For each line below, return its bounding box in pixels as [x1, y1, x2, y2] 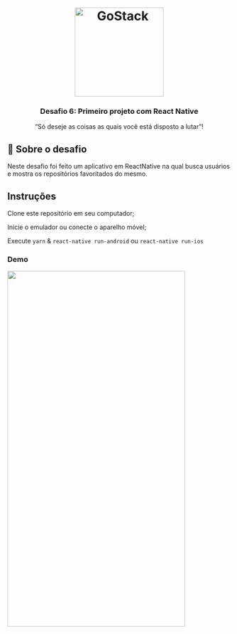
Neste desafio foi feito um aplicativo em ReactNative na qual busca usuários [7, 162, 231, 171]
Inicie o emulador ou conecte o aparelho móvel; [7, 223, 147, 231]
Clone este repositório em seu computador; [7, 209, 135, 218]
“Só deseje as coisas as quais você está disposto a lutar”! [35, 122, 204, 131]
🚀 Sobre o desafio [7, 143, 87, 155]
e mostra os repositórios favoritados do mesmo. [7, 169, 148, 178]
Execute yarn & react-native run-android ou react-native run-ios [7, 237, 204, 245]
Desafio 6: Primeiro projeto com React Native [40, 107, 199, 117]
